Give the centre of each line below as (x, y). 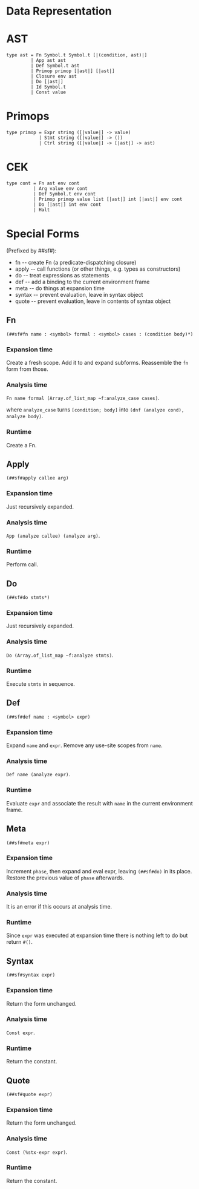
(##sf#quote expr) (29, 1094)
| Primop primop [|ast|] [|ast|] (73, 71)
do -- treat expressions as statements (62, 275)
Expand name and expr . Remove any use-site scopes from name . (84, 745)
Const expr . (21, 1032)
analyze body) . (25, 416)
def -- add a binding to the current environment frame (82, 282)
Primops (28, 116)
